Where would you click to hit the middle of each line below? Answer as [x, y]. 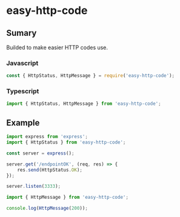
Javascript [22, 63]
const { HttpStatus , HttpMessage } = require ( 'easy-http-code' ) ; [90, 76]
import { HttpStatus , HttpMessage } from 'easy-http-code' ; [84, 104]
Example [23, 123]
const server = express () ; [40, 153]
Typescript [23, 92]
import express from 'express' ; [47, 137]
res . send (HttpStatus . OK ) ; [50, 170]
